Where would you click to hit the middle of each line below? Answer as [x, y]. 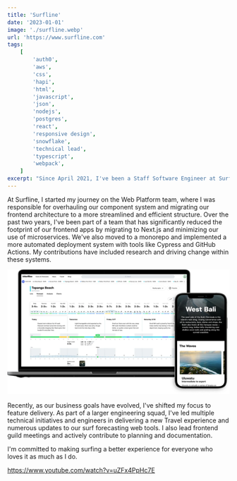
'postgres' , [50, 119]
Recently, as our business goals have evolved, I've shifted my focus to [109, 406]
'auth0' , [45, 60]
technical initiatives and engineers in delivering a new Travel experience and [118, 420]
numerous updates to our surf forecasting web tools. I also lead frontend [113, 428]
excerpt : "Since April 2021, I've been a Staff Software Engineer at [112, 179]
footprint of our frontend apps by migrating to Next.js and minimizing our [113, 229]
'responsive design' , [65, 134]
